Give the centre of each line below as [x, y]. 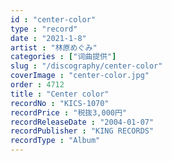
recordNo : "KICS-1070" [60, 103]
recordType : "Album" [55, 141]
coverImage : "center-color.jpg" [80, 76]
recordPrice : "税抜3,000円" [69, 112]
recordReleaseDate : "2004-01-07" [82, 122]
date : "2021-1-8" [48, 38]
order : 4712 [37, 85]
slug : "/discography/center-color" [86, 66]
